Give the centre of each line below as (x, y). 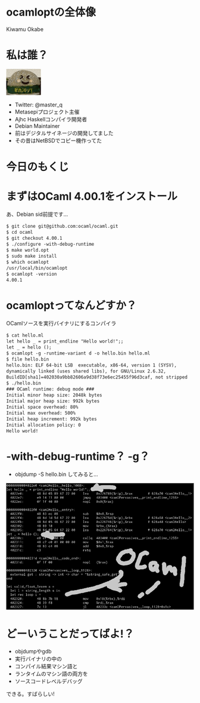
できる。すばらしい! (30, 694)
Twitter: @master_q (39, 105)
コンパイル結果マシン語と (46, 667)
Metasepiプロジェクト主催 (47, 112)
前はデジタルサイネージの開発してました (64, 133)
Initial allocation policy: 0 (44, 425)
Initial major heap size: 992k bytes (53, 401)
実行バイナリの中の (38, 659)
